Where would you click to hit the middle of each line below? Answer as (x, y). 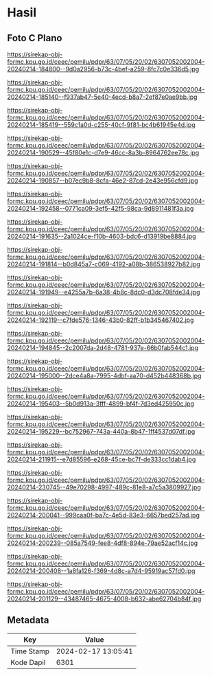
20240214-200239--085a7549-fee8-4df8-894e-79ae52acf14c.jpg (103, 543)
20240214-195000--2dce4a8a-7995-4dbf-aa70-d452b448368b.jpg (104, 376)
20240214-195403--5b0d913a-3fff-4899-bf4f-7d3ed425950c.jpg (101, 404)
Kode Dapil (28, 662)
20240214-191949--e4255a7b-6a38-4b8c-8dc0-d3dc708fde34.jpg (104, 292)
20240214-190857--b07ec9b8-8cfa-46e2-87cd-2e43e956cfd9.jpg (103, 180)
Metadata (28, 620)
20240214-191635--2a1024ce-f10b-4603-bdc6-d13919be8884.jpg (102, 236)
